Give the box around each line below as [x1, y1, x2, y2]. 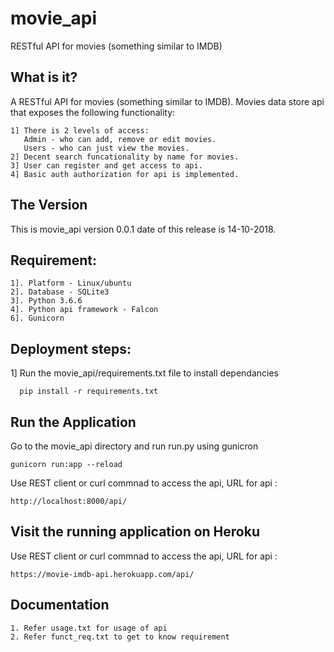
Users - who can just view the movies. [23, 143, 190, 153]
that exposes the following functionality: [10, 106, 176, 118]
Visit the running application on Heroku [10, 523, 260, 541]
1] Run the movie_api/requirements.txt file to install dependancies [10, 367, 279, 379]
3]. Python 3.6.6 [10, 296, 83, 306]
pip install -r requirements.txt [19, 387, 159, 397]
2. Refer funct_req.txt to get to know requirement [10, 632, 230, 642]
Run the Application [10, 413, 137, 431]
